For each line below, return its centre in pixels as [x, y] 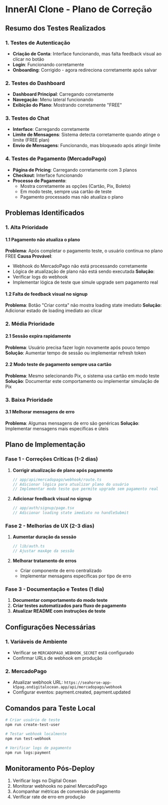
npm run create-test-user [32, 725]
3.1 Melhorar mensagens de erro [40, 412]
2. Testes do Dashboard [35, 83]
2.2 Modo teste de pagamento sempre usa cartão [58, 365]
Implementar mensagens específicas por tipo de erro [76, 576]
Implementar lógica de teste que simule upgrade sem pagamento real [85, 282]
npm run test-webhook [28, 739]
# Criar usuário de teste [32, 720]
